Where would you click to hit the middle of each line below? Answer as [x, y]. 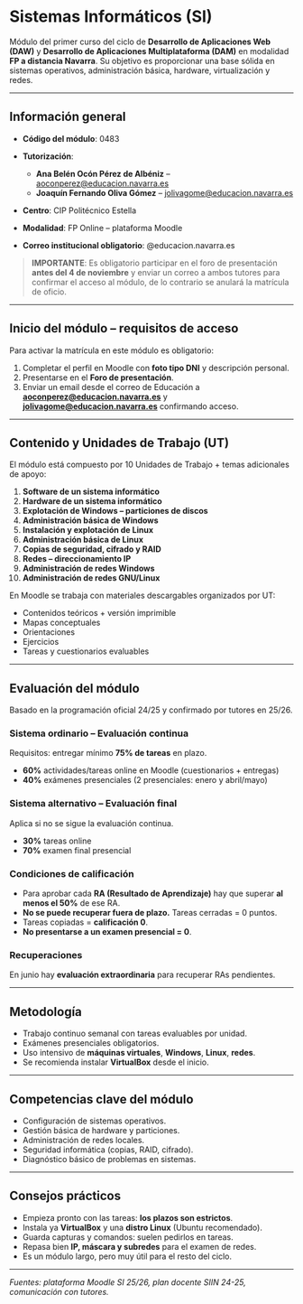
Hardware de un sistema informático [92, 501]
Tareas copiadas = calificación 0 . [85, 922]
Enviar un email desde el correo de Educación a [111, 387]
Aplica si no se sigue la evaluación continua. [92, 823]
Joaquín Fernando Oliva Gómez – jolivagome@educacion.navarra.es [165, 192]
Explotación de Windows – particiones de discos [115, 511]
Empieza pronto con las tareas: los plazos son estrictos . [128, 1217]
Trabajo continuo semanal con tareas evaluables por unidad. [135, 1034]
